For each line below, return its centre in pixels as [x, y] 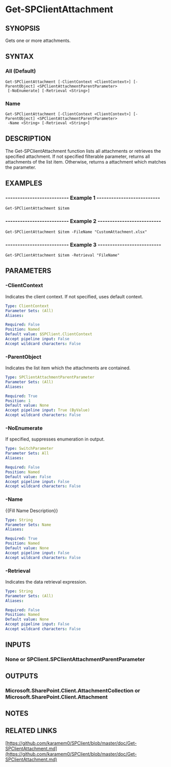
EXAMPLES [24, 183]
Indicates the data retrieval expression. [46, 582]
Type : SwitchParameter [29, 449]
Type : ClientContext [27, 306]
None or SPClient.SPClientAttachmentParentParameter [75, 659]
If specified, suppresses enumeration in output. [55, 439]
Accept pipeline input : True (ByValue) [48, 410]
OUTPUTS [22, 676]
